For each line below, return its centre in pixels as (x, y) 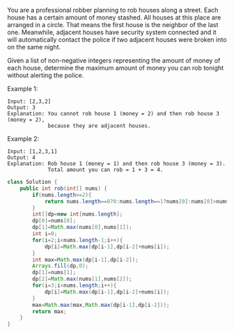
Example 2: (23, 139)
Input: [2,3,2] (29, 102)
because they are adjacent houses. (99, 126)
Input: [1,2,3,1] (32, 152)
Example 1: (23, 89)
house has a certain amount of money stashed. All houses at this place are (114, 17)
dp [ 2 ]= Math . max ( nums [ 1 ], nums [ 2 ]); (82, 279)
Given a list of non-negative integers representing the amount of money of (114, 61)
